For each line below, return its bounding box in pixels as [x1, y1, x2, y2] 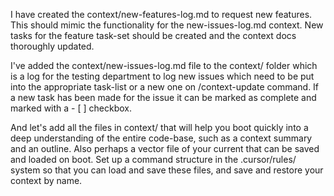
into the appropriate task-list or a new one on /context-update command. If [10, 81, 320, 93]
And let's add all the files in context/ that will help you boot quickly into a [10, 122, 309, 133]
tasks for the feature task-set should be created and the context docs [10, 30, 297, 41]
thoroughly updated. [10, 40, 95, 52]
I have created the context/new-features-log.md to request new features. [10, 9, 313, 20]
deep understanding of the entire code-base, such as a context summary [10, 132, 313, 144]
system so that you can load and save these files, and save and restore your [10, 164, 324, 176]
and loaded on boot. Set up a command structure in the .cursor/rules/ [10, 154, 297, 165]
